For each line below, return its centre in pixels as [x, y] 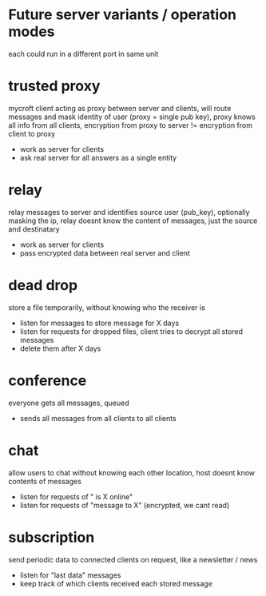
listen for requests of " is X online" [76, 496]
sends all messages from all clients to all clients [98, 418]
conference [48, 380]
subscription [52, 537]
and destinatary [34, 228]
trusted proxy [54, 86]
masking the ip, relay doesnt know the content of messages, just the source [133, 221]
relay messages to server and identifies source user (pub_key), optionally [129, 212]
